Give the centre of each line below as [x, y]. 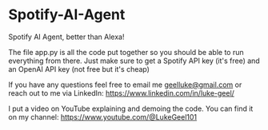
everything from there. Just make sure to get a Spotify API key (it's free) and [134, 61]
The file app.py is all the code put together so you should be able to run [126, 52]
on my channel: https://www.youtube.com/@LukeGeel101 [103, 116]
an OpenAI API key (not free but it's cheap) [79, 69]
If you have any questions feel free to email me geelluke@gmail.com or [125, 85]
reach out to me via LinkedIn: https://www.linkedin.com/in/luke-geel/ [121, 93]
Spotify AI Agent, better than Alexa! [66, 37]
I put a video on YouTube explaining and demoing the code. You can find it [131, 108]
